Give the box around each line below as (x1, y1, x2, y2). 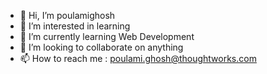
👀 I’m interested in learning (19, 20, 131, 32)
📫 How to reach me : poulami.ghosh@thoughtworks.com (19, 53, 257, 64)
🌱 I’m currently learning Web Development (19, 31, 195, 42)
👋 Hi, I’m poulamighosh (19, 10, 116, 21)
